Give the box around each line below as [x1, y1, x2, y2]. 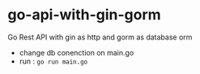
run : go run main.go [19, 56, 88, 66]
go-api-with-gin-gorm [7, 6, 161, 24]
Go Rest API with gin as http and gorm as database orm [7, 32, 193, 42]
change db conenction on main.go [19, 47, 134, 57]
